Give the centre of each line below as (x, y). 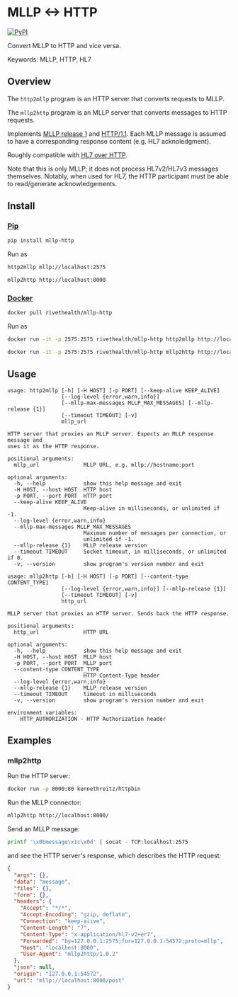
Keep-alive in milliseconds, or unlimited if (152, 508)
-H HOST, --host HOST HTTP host (63, 489)
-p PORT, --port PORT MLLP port (63, 663)
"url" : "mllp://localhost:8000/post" (69, 980)
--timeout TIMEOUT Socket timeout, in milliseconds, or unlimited (120, 552)
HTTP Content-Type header (121, 676)
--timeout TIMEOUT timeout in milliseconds (85, 694)
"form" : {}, (32, 895)
